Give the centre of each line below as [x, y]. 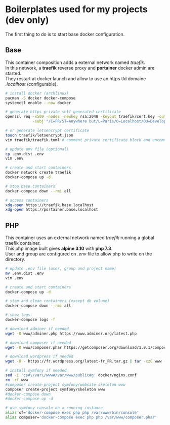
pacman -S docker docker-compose [40, 98]
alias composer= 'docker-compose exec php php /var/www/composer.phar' [81, 417]
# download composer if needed [38, 343]
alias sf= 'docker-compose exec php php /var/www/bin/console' [72, 413]
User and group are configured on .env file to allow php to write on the [79, 254]
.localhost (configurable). [32, 84]
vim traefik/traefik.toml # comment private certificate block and [78, 140]
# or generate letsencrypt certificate [47, 130]
